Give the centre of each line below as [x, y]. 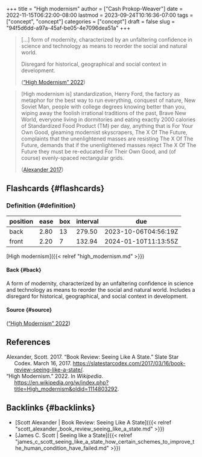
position [21, 221]
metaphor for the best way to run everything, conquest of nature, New [108, 100]
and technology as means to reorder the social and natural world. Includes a [101, 289]
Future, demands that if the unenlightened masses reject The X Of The [109, 145]
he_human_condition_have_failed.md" [62, 448]
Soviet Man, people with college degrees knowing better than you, [103, 107]
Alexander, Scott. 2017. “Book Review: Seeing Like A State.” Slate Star [93, 357]
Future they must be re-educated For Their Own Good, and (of [99, 151]
